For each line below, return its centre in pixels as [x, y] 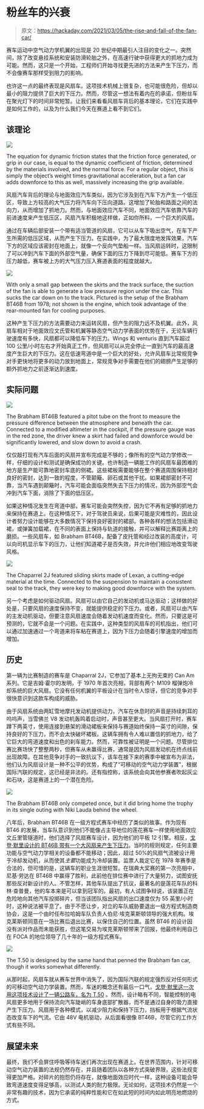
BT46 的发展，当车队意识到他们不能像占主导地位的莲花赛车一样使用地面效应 [101, 830]
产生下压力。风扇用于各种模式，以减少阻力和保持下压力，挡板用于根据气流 [99, 1010]
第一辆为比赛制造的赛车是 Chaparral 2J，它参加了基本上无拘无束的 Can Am [100, 675]
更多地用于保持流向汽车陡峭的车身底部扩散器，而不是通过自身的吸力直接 [107, 1002]
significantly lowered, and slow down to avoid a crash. [74, 442]
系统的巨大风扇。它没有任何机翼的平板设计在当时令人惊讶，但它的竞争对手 [104, 691]
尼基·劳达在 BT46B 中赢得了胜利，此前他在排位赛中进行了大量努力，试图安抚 [102, 876]
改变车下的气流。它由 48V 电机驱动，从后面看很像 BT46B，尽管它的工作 [102, 1018]
